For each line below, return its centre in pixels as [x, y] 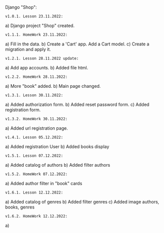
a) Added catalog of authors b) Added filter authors [58, 165]
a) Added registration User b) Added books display [57, 146]
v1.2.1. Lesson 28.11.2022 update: [42, 58]
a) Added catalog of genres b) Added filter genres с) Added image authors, [82, 202]
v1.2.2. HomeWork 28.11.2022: [37, 77]
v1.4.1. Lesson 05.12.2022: [34, 137]
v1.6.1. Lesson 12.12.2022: [34, 193]
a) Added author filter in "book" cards [44, 183]
